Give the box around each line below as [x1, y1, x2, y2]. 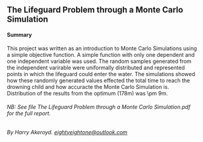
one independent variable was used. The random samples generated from [7, 57, 192, 65]
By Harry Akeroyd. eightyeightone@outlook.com [7, 128, 127, 135]
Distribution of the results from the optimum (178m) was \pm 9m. [7, 89, 168, 97]
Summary [7, 31, 32, 38]
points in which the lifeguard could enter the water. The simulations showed [7, 70, 196, 77]
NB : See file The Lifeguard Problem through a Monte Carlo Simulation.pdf [7, 103, 191, 111]
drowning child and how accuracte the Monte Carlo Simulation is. [7, 83, 170, 90]
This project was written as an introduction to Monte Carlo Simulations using [7, 45, 197, 52]
